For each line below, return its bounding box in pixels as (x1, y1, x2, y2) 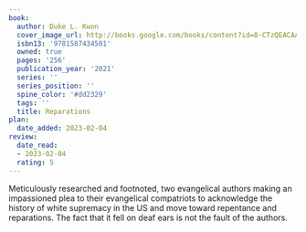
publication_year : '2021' (16, 65, 116, 74)
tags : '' (16, 98, 50, 108)
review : (8, 132, 38, 142)
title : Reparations (16, 107, 91, 116)
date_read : (16, 141, 58, 150)
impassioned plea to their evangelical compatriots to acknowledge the (8, 193, 273, 204)
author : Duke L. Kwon (16, 22, 100, 31)
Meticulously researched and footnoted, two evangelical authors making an (8, 183, 293, 194)
